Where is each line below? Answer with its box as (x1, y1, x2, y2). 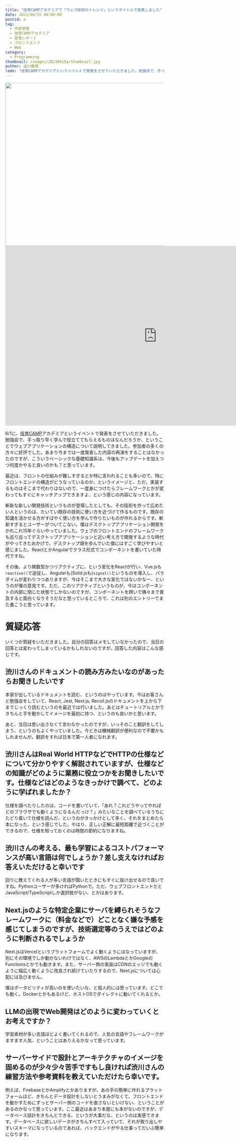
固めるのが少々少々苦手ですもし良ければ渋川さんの (5, 1063, 164, 1072)
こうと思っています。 (14, 602, 58, 607)
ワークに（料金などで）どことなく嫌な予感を (25, 915, 164, 924)
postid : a (5, 17, 26, 22)
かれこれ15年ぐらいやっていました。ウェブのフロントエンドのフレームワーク (5, 528, 164, 534)
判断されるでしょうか (18, 934, 85, 943)
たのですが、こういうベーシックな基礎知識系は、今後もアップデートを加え (5, 456, 160, 461)
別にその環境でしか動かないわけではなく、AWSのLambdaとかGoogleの (5, 955, 153, 961)
